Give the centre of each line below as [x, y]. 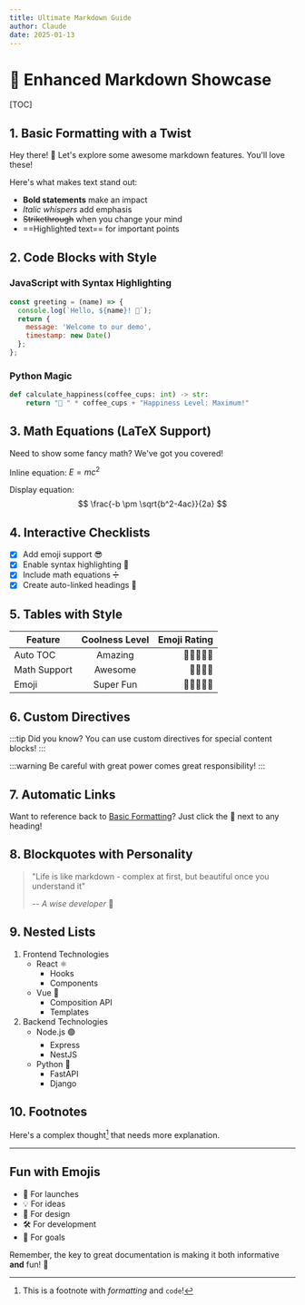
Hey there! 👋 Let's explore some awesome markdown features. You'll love [148, 155]
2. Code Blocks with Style [83, 257]
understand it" [59, 886]
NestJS [64, 1055]
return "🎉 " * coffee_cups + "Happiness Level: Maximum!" [138, 403]
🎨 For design [46, 1213]
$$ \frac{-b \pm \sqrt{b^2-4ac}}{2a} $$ [152, 504]
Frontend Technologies [66, 954]
